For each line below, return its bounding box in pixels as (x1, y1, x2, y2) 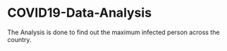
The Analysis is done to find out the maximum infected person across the (7, 28, 220, 36)
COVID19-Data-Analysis (7, 5, 152, 21)
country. (7, 35, 32, 43)
